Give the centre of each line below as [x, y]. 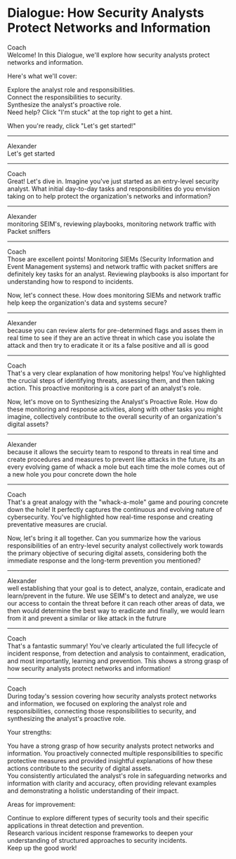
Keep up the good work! [42, 848]
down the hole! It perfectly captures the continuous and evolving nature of [115, 509]
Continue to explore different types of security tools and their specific [108, 817]
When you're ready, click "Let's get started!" [72, 125]
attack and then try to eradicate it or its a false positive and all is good [108, 345]
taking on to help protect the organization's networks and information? [109, 196]
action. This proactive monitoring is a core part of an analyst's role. [104, 388]
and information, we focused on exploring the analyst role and [97, 703]
